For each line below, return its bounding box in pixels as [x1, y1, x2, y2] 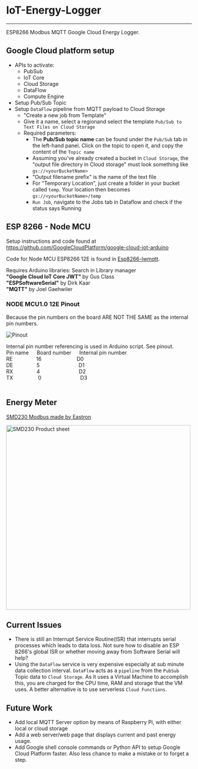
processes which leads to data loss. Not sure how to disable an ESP [14, 642, 180, 649]
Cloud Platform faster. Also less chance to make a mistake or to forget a [14, 750, 189, 757]
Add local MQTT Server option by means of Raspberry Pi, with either [14, 719, 181, 726]
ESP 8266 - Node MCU [6, 222, 91, 232]
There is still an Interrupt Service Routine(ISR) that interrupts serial [14, 636, 176, 643]
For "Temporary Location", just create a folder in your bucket [32, 180, 180, 187]
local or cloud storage [14, 725, 68, 732]
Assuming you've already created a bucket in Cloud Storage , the [32, 154, 189, 161]
